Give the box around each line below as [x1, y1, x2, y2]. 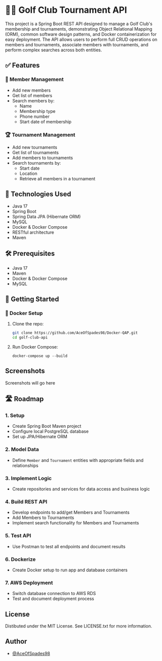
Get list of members [12, 92, 53, 98]
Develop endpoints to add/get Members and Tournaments [12, 510, 130, 516]
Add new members [12, 87, 51, 93]
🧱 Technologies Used [5, 190, 71, 199]
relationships [12, 462, 38, 468]
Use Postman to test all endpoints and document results [12, 543, 126, 549]
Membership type [19, 108, 55, 114]
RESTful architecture [12, 229, 54, 235]
